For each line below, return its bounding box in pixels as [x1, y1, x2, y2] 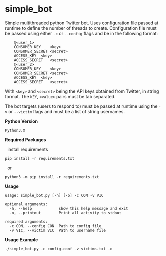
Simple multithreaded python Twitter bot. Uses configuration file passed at [5, 20, 159, 26]
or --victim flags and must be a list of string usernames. [8, 108, 125, 114]
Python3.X [5, 128, 26, 133]
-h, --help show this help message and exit [9, 206, 128, 211]
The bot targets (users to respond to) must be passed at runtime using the [5, 103, 158, 109]
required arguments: [5, 219, 48, 224]
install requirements [7, 146, 48, 152]
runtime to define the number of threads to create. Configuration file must [5, 25, 157, 31]
